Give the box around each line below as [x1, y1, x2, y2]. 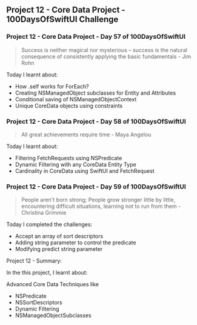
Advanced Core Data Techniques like [6, 281, 99, 288]
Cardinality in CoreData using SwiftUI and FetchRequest [15, 167, 155, 175]
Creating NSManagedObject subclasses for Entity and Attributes [15, 89, 176, 96]
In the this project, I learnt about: [6, 269, 88, 276]
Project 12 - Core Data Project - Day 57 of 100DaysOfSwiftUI [6, 33, 186, 41]
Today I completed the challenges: [6, 221, 93, 228]
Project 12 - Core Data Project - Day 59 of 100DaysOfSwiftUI [6, 182, 186, 190]
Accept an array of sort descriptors [15, 233, 104, 240]
